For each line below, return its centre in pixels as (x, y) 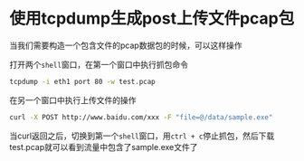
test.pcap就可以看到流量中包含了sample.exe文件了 (104, 147)
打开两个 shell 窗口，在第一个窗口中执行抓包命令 (99, 64)
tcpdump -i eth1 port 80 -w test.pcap (82, 81)
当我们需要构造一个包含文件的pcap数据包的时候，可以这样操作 (126, 45)
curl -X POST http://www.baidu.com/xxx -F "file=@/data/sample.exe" (141, 117)
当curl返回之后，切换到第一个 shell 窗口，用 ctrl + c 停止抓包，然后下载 (142, 136)
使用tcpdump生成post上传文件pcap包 (152, 19)
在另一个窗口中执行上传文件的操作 (73, 99)
